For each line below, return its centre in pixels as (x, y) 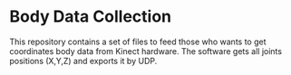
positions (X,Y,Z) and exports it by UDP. (83, 61)
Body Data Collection (91, 17)
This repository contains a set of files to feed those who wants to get (138, 42)
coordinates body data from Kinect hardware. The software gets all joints (146, 51)
